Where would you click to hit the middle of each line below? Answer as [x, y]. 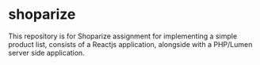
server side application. [46, 52]
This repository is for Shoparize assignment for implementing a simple [123, 36]
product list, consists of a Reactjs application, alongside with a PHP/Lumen [130, 44]
